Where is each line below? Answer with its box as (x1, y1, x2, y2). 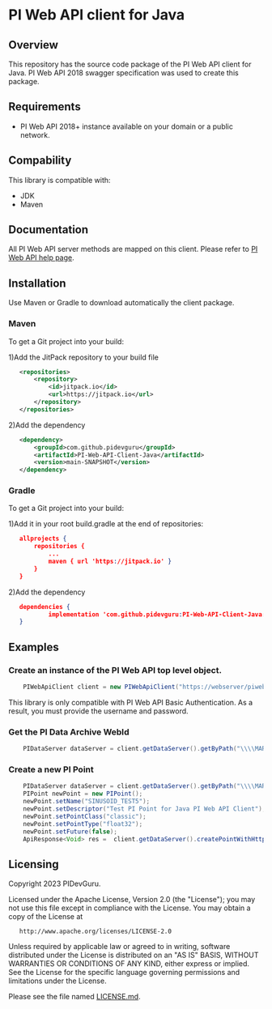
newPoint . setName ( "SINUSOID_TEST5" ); (23, 798, 151, 806)
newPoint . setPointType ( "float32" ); (23, 820, 143, 828)
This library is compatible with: (8, 175, 111, 185)
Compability (8, 154, 72, 168)
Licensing (8, 857, 59, 871)
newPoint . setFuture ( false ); (23, 828, 117, 836)
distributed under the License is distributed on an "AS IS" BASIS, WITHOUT (8, 950, 259, 960)
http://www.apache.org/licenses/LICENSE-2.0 (19, 927, 172, 936)
